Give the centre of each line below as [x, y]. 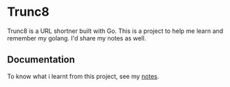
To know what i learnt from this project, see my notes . [83, 76]
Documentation [41, 60]
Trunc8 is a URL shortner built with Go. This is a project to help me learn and [115, 31]
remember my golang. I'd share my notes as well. [77, 38]
